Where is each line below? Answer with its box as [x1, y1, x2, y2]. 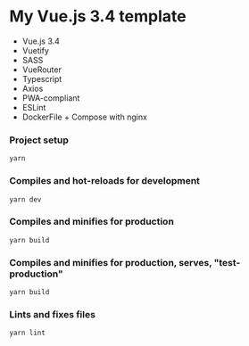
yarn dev [9, 194, 42, 204]
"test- [213, 256, 241, 268]
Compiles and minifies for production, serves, [9, 256, 212, 268]
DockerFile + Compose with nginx [21, 111, 147, 122]
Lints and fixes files [9, 309, 96, 321]
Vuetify [21, 45, 49, 55]
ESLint [21, 102, 46, 112]
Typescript [21, 73, 62, 84]
